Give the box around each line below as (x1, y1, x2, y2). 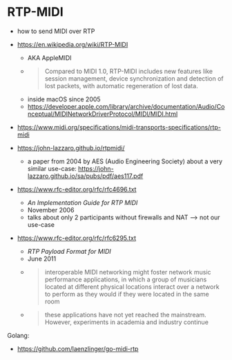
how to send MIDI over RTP (17, 27, 95, 35)
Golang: (7, 331, 30, 339)
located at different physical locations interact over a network (44, 282, 220, 290)
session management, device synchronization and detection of (44, 74, 224, 83)
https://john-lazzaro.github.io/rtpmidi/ (17, 143, 125, 152)
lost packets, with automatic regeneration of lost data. (44, 81, 198, 90)
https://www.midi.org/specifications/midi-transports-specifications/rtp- (17, 123, 221, 131)
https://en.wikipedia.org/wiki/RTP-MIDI (17, 40, 128, 48)
